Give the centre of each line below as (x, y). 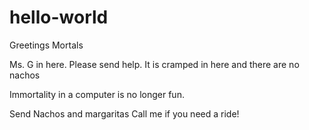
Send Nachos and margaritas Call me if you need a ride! (124, 113)
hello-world (59, 17)
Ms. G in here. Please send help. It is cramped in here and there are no (154, 64)
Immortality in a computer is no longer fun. (97, 94)
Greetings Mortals (46, 45)
